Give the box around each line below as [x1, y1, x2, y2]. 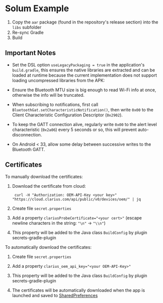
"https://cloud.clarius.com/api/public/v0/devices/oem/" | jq [12, 196, 141, 202]
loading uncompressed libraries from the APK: [12, 77, 105, 83]
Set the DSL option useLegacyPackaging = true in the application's [12, 62, 145, 67]
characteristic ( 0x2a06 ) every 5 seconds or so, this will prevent [12, 127, 137, 132]
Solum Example [5, 3, 69, 14]
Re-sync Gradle [12, 29, 44, 35]
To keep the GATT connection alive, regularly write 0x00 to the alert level [12, 121, 157, 127]
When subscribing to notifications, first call [12, 101, 98, 108]
